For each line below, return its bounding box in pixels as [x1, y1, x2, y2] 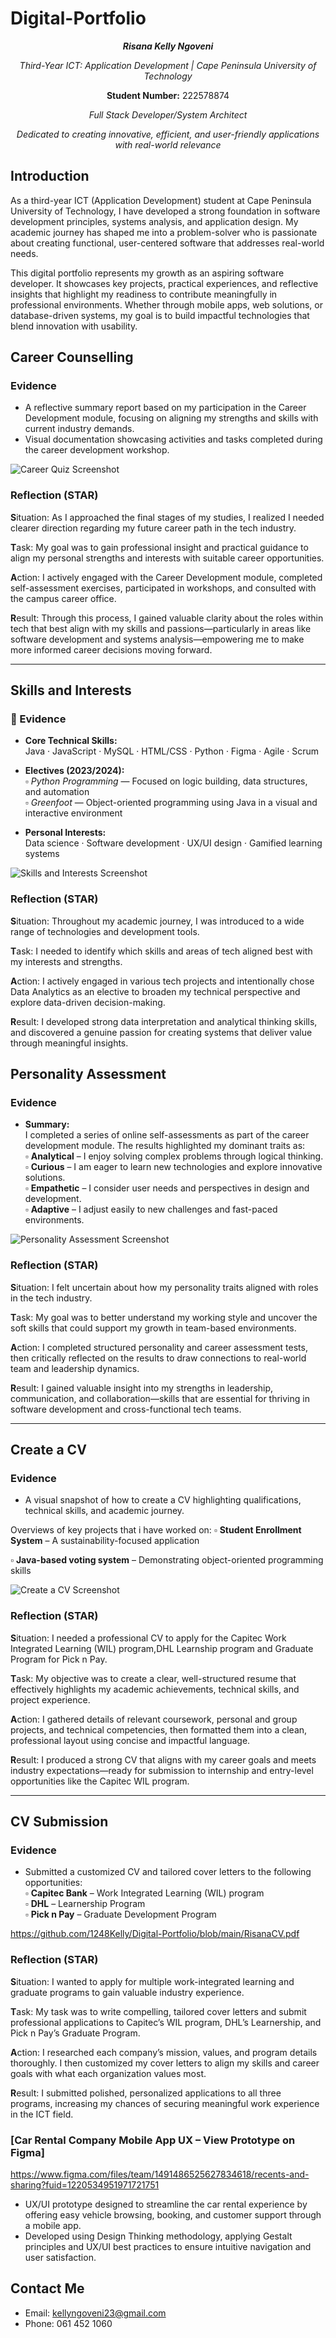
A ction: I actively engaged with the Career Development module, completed [10, 571, 323, 583]
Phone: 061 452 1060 [24, 2317, 113, 2329]
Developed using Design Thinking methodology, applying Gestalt [24, 2230, 293, 2242]
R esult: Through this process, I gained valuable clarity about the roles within [10, 612, 324, 624]
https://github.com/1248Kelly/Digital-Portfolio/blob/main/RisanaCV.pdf [10, 1928, 300, 1940]
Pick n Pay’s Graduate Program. [10, 2027, 141, 2039]
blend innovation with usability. [10, 320, 138, 332]
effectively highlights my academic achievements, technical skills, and [10, 1683, 300, 1695]
